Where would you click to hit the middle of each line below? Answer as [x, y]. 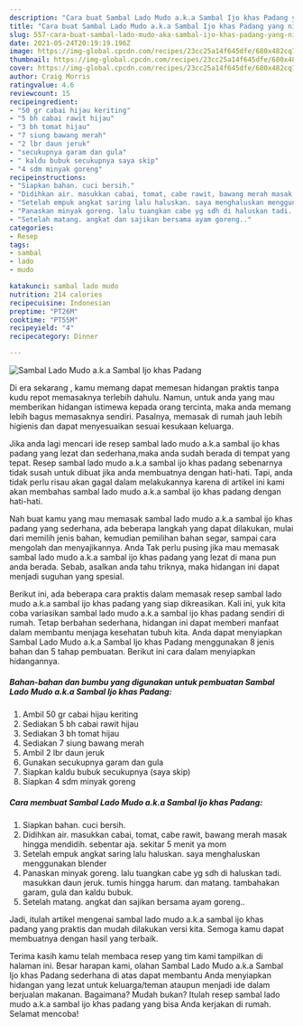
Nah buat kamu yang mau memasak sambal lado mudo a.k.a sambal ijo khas [151, 519]
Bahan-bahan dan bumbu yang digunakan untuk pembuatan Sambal [142, 682]
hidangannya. [35, 661]
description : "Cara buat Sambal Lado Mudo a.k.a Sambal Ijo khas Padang [149, 18]
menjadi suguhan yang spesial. [67, 576]
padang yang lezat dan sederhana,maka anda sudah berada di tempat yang [150, 453]
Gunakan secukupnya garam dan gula [93, 762]
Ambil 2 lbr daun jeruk [64, 752]
